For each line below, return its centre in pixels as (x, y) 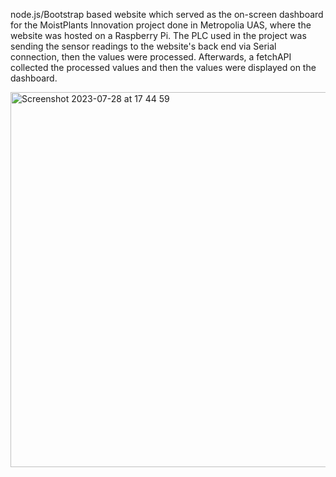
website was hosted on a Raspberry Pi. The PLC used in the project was (158, 35)
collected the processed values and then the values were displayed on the (163, 67)
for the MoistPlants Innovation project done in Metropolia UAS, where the (161, 25)
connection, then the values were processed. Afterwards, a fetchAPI (151, 57)
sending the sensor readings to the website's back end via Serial (143, 46)
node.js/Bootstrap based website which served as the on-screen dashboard (167, 14)
